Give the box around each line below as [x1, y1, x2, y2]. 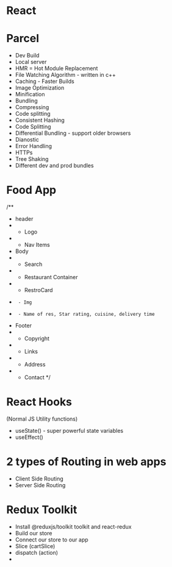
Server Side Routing [15, 481, 66, 488]
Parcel [6, 32, 40, 46]
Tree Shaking [15, 155, 49, 163]
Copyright [24, 335, 50, 342]
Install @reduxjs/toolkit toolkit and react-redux [15, 522, 132, 530]
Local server [15, 59, 47, 66]
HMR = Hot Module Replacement [15, 65, 98, 72]
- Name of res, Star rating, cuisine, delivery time [18, 312, 155, 318]
